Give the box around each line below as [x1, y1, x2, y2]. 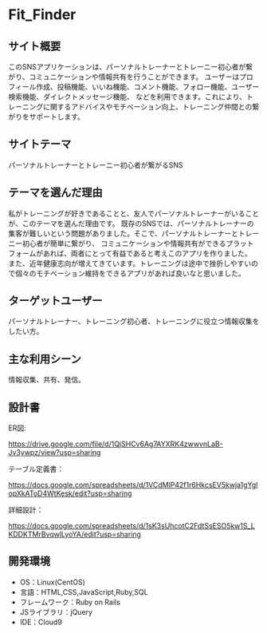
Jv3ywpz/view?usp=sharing [8, 448, 101, 457]
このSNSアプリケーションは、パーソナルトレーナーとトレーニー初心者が [8, 62, 246, 71]
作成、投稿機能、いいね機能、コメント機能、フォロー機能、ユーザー [35, 82, 260, 91]
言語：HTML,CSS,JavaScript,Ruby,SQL [19, 587, 149, 596]
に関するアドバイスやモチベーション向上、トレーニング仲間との [42, 102, 253, 111]
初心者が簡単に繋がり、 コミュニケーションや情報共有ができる [22, 238, 226, 248]
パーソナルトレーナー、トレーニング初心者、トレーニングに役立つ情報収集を [8, 317, 260, 326]
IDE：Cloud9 [19, 617, 62, 627]
